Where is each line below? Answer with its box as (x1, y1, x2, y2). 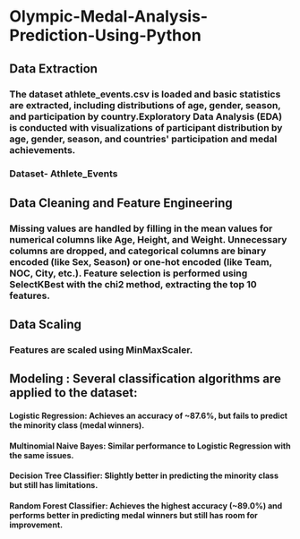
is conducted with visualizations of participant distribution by (9, 121, 283, 133)
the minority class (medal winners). (9, 420, 145, 431)
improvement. (9, 519, 64, 530)
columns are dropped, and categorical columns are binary (9, 244, 267, 257)
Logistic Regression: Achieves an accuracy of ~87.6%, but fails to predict (9, 410, 288, 422)
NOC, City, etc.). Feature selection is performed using (9, 267, 248, 279)
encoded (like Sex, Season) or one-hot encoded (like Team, (9, 255, 272, 268)
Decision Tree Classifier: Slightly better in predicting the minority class (9, 470, 279, 481)
